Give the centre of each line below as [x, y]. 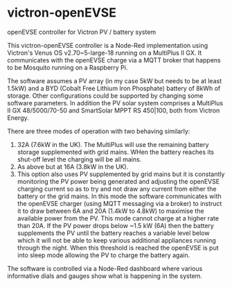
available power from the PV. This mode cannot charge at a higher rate [118, 218]
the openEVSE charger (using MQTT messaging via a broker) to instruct [119, 203]
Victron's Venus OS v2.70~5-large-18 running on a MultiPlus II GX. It [105, 53]
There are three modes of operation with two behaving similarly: [99, 131]
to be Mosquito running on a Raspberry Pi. [68, 67]
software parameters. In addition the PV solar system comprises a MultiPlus [115, 103]
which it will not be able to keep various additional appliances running [116, 240]
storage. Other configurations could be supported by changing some [105, 96]
